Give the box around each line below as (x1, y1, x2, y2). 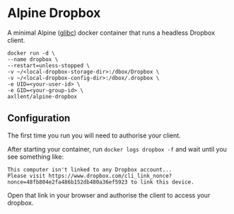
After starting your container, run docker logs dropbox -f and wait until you (7, 145, 228, 153)
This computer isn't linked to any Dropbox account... (7, 166, 172, 173)
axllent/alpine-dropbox (7, 93, 78, 100)
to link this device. (130, 179, 194, 186)
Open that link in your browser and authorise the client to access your (7, 191, 211, 199)
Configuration (7, 112, 71, 125)
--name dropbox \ (7, 55, 59, 63)
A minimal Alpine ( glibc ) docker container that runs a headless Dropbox (7, 28, 216, 37)
